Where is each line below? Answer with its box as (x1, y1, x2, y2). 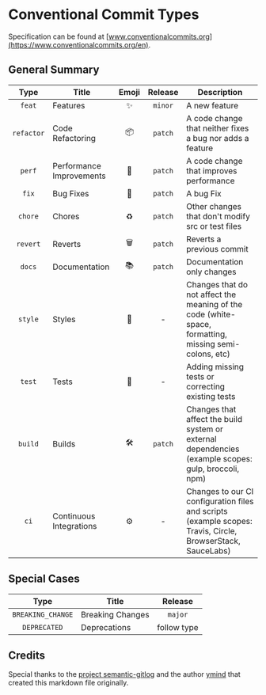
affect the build (185, 413, 243, 424)
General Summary (8, 63, 100, 77)
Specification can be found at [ (8, 32, 109, 41)
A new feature (185, 100, 239, 111)
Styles (52, 313, 77, 325)
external (185, 433, 217, 444)
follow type (157, 621, 199, 632)
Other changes (185, 200, 242, 211)
